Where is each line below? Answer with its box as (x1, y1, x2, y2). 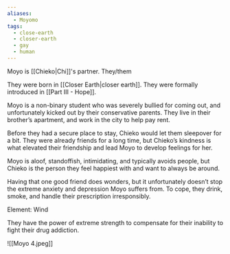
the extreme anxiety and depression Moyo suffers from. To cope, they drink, (7, 185, 223, 193)
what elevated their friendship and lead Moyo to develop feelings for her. (7, 143, 213, 152)
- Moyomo (13, 16, 38, 23)
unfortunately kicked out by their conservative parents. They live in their (7, 108, 211, 117)
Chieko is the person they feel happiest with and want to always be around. (7, 164, 220, 172)
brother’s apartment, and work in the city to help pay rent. (7, 115, 170, 124)
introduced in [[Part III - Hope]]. (7, 87, 97, 96)
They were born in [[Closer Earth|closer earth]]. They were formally (7, 80, 198, 89)
